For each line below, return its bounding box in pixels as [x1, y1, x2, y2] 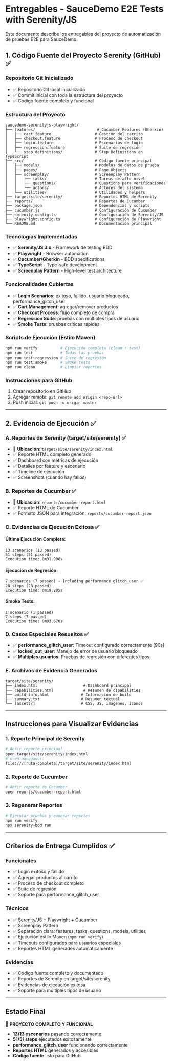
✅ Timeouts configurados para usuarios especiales [12, 940, 121, 946]
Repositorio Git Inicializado [5, 75, 74, 82]
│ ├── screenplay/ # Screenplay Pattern [5, 172, 141, 177]
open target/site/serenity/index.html [5, 752, 88, 757]
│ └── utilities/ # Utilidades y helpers [5, 190, 145, 195]
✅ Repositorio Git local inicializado [12, 86, 85, 92]
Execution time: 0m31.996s [5, 556, 63, 561]
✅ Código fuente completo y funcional [12, 98, 94, 104]
